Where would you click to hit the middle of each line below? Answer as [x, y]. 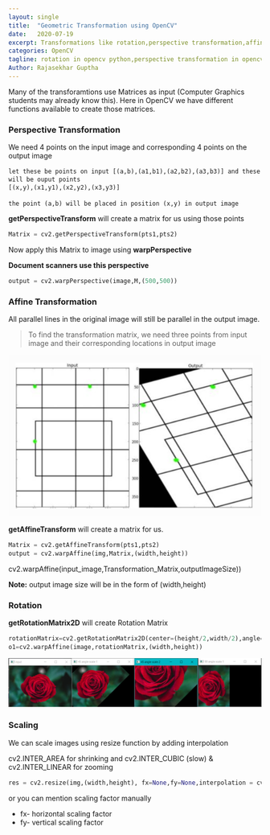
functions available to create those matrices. [82, 109]
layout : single [34, 17]
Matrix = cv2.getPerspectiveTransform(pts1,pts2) [93, 234]
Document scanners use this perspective [79, 265]
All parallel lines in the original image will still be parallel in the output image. [134, 319]
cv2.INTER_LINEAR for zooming [61, 767]
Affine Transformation [53, 302]
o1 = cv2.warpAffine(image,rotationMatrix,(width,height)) [106, 648]
